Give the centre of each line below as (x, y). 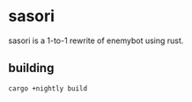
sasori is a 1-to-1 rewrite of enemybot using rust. (96, 40)
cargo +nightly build (48, 88)
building (31, 68)
